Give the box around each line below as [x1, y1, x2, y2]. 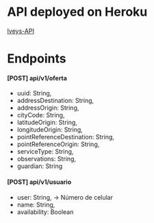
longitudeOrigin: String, [16, 126, 84, 134]
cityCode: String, [16, 111, 65, 119]
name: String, [16, 200, 55, 209]
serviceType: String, [16, 148, 74, 156]
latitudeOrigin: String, [16, 118, 77, 127]
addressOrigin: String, [16, 104, 79, 112]
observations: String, [16, 155, 77, 163]
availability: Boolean [16, 207, 74, 216]
